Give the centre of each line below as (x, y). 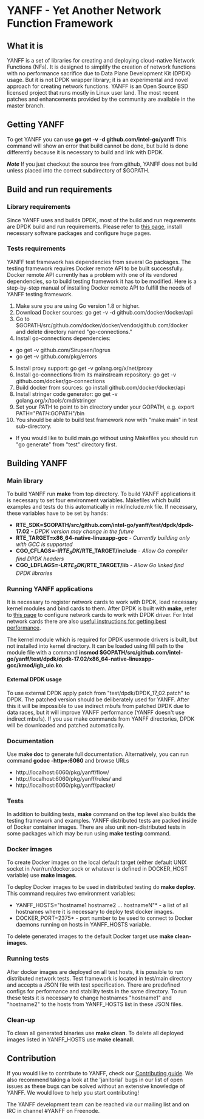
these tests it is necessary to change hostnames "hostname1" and (89, 998)
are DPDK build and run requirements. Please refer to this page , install (94, 226)
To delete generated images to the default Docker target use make (90, 936)
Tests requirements (36, 248)
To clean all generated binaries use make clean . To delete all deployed (95, 1033)
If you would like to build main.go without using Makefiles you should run (107, 438)
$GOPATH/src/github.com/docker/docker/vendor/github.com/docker (102, 325)
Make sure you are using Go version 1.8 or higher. (78, 306)
